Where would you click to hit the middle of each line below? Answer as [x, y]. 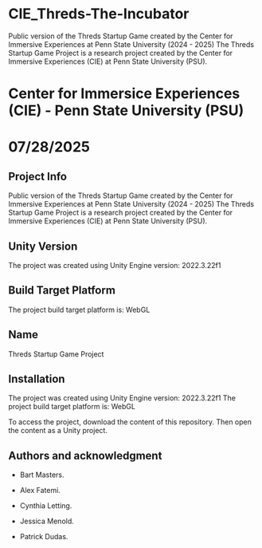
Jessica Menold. [47, 521]
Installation [37, 378]
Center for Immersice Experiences [124, 94]
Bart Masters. [42, 475]
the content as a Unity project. [58, 431]
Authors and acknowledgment [85, 455]
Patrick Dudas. [44, 537]
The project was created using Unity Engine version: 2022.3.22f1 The [122, 398]
